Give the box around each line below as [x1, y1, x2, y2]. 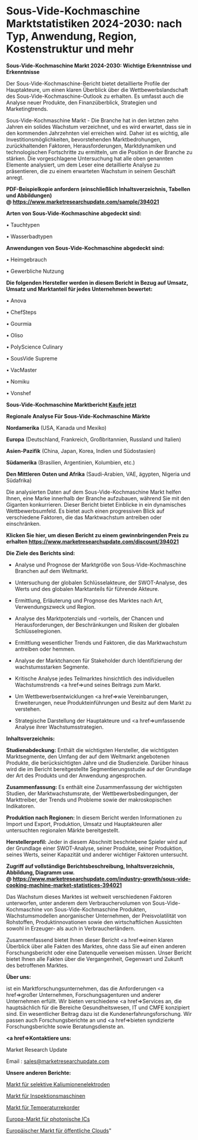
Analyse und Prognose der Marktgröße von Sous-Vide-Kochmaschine [14, 561, 186, 568]
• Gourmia [6, 320, 32, 327]
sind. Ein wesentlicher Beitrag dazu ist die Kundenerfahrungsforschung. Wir [6, 1010, 192, 1017]
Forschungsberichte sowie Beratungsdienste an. [6, 1022, 125, 1030]
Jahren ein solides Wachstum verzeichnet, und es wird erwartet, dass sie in [6, 123, 191, 130]
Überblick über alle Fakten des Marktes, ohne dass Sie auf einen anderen [6, 942, 186, 950]
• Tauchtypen [6, 221, 40, 228]
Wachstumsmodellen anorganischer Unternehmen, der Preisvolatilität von [6, 912, 187, 919]
